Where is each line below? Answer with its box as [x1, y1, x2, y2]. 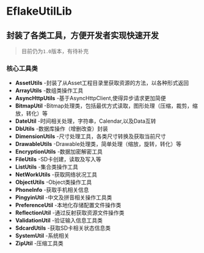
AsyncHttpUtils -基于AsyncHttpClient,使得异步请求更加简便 [15, 95, 166, 102]
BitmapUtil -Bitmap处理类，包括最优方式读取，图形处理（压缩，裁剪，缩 [15, 102, 198, 109]
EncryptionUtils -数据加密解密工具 [15, 148, 103, 155]
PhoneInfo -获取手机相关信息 [15, 186, 90, 194]
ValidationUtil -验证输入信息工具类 [15, 217, 103, 224]
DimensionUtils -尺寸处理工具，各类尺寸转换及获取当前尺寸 [15, 133, 166, 140]
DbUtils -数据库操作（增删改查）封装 [15, 125, 108, 133]
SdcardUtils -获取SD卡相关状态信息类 [15, 224, 111, 232]
